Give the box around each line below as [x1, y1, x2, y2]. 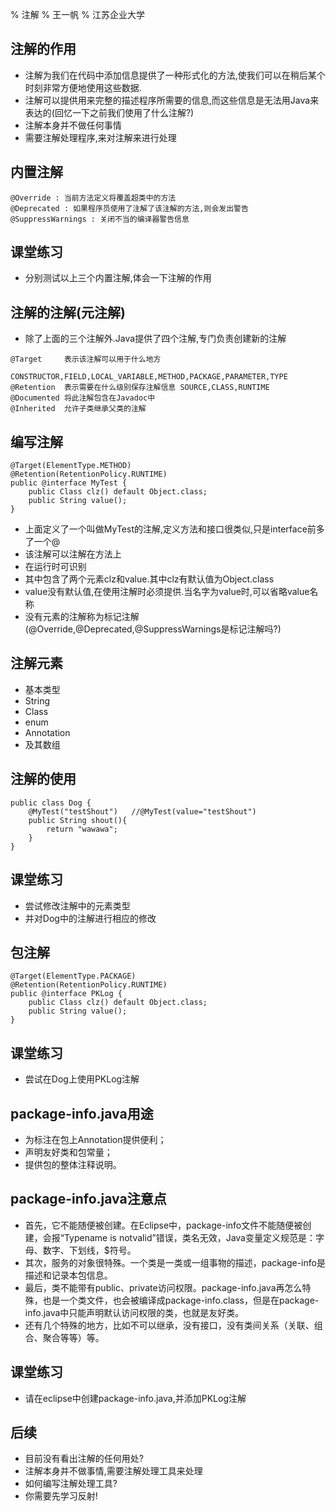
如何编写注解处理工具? [24, 1478, 118, 1490]
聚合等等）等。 [42, 1331, 105, 1343]
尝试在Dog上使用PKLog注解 [24, 1073, 140, 1085]
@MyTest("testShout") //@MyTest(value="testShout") [28, 806, 257, 817]
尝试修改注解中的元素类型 [24, 899, 131, 912]
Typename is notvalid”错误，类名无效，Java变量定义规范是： [63, 1231, 316, 1243]
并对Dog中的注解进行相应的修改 [24, 912, 157, 924]
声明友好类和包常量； [24, 1146, 113, 1158]
